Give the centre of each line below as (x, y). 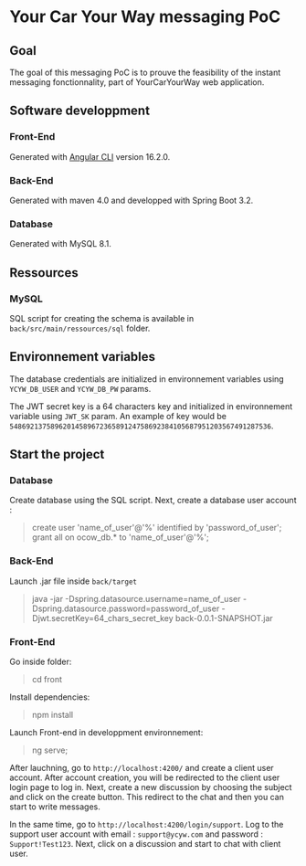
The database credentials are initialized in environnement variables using (147, 379)
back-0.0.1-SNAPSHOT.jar (224, 618)
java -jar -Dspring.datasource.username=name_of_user (136, 598)
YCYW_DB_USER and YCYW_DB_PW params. (80, 388)
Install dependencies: (50, 697)
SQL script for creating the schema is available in (102, 318)
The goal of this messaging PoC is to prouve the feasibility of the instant (145, 72)
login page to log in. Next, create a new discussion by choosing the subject (151, 787)
